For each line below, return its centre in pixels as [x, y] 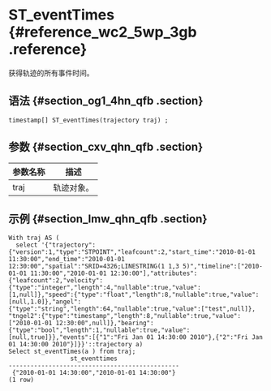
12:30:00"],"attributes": [154, 273]
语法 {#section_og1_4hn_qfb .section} [106, 101]
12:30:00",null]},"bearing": [105, 323]
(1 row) [22, 380]
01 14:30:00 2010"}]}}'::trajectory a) [76, 345]
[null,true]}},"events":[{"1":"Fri [69, 337]
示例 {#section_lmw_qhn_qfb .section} [108, 219]
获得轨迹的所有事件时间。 [51, 73]
